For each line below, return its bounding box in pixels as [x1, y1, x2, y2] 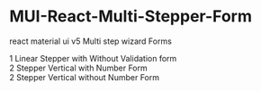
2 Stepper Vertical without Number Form [9, 71, 160, 82]
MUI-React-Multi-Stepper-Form [9, 6, 253, 27]
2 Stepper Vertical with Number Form [9, 62, 148, 73]
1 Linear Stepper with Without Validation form [9, 53, 177, 63]
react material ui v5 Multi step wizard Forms [9, 36, 173, 46]
